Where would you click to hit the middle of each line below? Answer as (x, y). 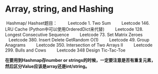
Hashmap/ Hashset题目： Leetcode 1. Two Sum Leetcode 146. (78, 23)
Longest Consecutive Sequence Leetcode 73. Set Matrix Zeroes (74, 35)
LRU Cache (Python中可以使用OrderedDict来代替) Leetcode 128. (74, 29)
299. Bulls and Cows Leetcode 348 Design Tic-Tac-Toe (65, 50)
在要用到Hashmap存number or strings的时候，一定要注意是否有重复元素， (80, 60)
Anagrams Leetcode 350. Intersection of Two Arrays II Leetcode (79, 45)
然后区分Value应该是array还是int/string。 (47, 66)
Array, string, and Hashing (59, 9)
